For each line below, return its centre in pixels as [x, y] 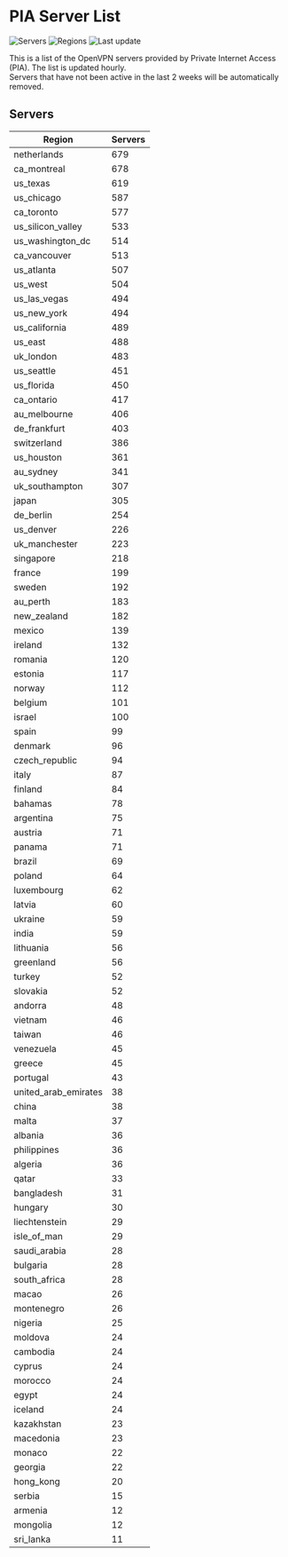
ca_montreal [39, 169]
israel [25, 716]
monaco [31, 1452]
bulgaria [31, 1265]
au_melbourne [43, 414]
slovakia [31, 991]
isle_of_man [39, 1236]
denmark [32, 746]
